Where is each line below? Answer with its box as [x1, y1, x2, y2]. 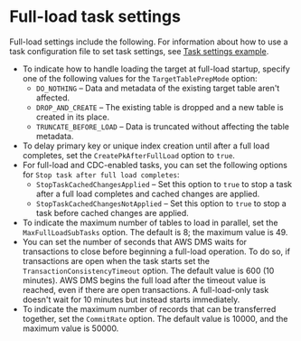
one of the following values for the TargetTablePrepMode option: [22, 72, 258, 83]
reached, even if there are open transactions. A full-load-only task [22, 284, 269, 295]
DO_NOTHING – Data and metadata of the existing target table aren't [35, 82, 280, 93]
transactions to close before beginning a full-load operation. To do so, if [22, 246, 291, 257]
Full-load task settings [9, 6, 181, 27]
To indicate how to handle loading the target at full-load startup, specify [22, 63, 291, 74]
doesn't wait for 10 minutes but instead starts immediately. [22, 294, 240, 305]
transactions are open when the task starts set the [22, 255, 211, 266]
